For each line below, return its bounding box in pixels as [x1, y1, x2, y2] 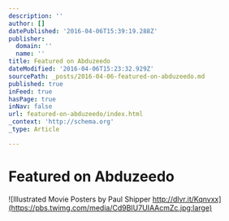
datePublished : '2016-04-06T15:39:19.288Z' [8, 27, 158, 35]
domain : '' [15, 42, 53, 50]
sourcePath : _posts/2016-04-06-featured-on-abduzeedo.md [8, 72, 205, 80]
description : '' [8, 11, 63, 20]
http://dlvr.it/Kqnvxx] [152, 194, 222, 204]
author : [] [8, 19, 45, 28]
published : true [8, 80, 63, 88]
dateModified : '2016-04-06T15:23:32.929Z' [8, 65, 154, 73]
